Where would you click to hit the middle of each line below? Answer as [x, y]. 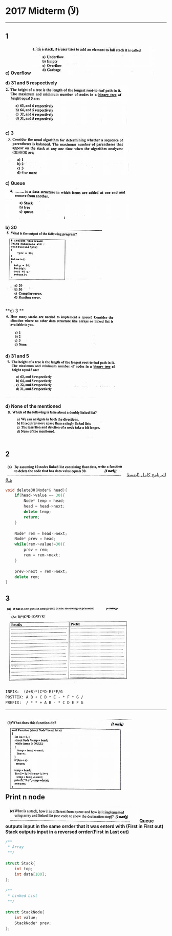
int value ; [26, 917]
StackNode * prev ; [33, 923]
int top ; [24, 869]
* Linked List [23, 896]
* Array [16, 847]
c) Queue [15, 183]
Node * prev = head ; [35, 539]
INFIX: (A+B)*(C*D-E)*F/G [34, 692]
